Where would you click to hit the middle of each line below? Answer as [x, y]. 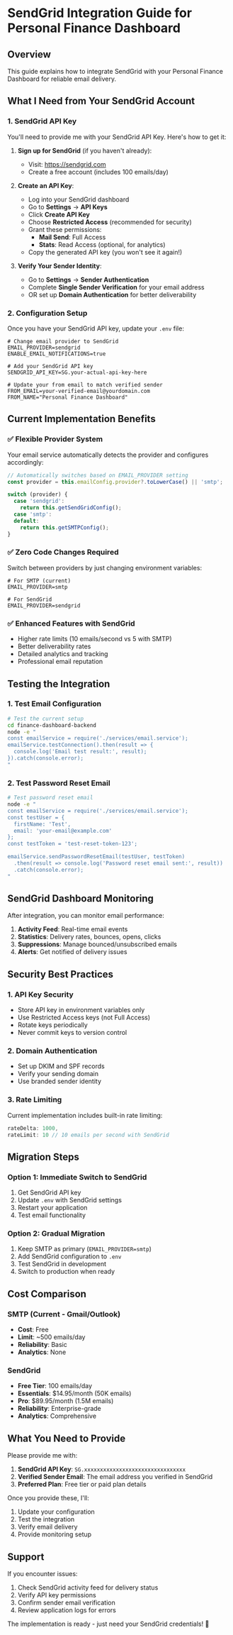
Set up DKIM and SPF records [61, 1066]
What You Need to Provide [67, 1438]
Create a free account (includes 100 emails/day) [98, 172]
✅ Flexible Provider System [55, 439]
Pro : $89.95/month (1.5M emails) [66, 1401]
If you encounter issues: [42, 1574]
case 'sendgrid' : [39, 501]
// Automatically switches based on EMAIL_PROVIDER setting [98, 475]
